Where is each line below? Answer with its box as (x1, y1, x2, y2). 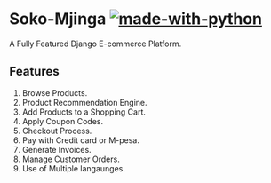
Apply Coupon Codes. (21, 115, 104, 126)
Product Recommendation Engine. (21, 97, 147, 107)
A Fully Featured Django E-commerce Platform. (9, 38, 182, 49)
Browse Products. (21, 87, 88, 98)
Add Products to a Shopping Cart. (21, 107, 147, 117)
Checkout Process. (21, 125, 92, 136)
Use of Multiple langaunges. (21, 163, 126, 173)
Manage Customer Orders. (21, 154, 120, 164)
